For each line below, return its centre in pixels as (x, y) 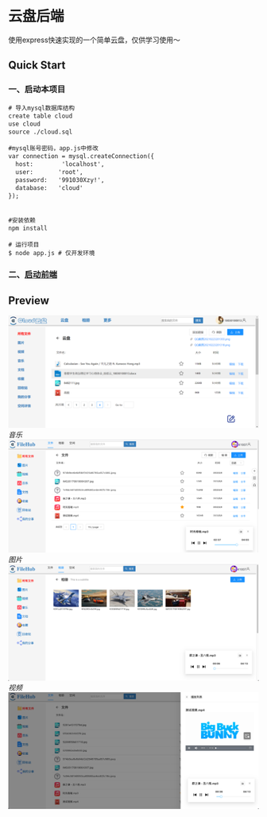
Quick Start (37, 66)
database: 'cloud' (49, 188)
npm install (28, 228)
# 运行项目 (24, 244)
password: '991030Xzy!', (60, 180)
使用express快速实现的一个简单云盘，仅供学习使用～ (95, 40)
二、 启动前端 (33, 274)
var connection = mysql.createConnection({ (81, 156)
